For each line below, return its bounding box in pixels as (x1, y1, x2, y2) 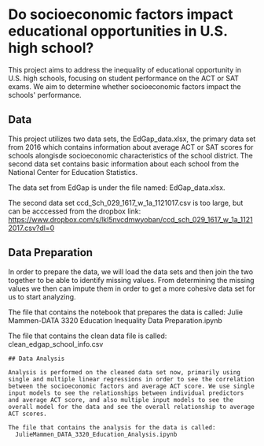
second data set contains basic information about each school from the (8, 159, 240, 169)
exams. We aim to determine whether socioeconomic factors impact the (8, 81, 241, 91)
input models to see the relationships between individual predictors (8, 388, 244, 397)
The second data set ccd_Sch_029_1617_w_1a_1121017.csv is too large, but (8, 198, 244, 207)
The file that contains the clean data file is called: (8, 331, 167, 340)
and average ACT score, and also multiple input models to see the (8, 396, 234, 403)
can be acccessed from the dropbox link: (8, 206, 141, 216)
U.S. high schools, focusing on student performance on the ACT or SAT (8, 73, 240, 83)
